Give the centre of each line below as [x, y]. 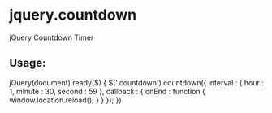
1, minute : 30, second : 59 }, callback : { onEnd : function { [107, 91]
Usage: [28, 63]
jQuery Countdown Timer [52, 37]
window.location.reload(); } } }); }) [65, 100]
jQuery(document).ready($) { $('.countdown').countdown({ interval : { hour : [137, 82]
